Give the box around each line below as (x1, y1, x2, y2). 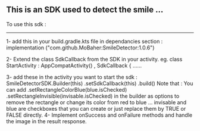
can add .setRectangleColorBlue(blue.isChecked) (6, 86, 127, 93)
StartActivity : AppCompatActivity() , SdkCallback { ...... (6, 62, 142, 69)
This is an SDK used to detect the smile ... (6, 5, 164, 15)
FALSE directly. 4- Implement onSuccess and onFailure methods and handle (6, 111, 192, 118)
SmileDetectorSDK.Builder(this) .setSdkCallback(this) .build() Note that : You (6, 80, 193, 87)
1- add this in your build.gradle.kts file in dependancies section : (6, 38, 163, 45)
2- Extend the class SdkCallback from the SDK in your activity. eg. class (6, 55, 183, 63)
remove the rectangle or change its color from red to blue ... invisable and (6, 98, 186, 106)
